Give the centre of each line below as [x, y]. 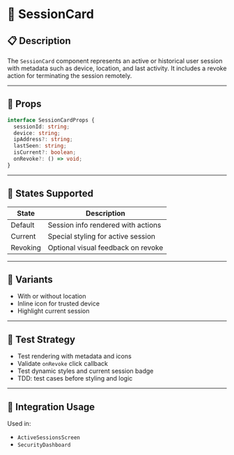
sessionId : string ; [42, 127]
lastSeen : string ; [40, 146]
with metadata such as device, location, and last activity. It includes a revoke [117, 68]
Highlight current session [53, 311]
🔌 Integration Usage [51, 407]
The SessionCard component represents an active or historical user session [115, 61]
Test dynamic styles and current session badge [85, 371]
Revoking [26, 248]
